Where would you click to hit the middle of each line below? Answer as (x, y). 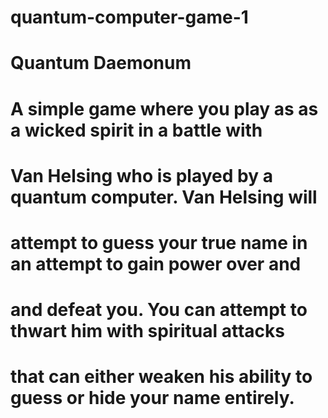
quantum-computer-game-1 (129, 17)
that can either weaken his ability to (161, 377)
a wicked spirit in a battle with (136, 130)
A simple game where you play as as (164, 108)
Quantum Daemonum (101, 63)
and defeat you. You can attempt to (159, 310)
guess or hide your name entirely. (152, 398)
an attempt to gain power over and (156, 263)
